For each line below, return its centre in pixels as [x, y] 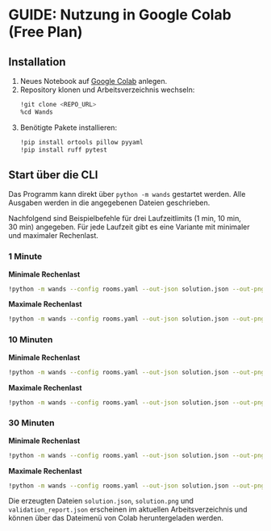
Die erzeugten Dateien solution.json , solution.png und [101, 501]
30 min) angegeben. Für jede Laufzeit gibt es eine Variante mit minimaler [129, 227]
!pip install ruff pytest [63, 150]
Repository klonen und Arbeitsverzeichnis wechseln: [107, 90]
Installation [37, 62]
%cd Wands [37, 112]
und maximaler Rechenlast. [54, 236]
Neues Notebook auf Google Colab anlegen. [94, 81]
